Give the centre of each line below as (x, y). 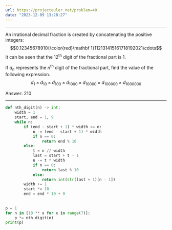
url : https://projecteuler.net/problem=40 (51, 10)
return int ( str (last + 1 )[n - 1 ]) (79, 180)
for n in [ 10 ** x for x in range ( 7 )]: (48, 213)
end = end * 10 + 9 (45, 194)
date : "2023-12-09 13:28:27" (36, 15)
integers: (15, 40)
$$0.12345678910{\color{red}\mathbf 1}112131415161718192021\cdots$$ (86, 48)
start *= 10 (37, 189)
